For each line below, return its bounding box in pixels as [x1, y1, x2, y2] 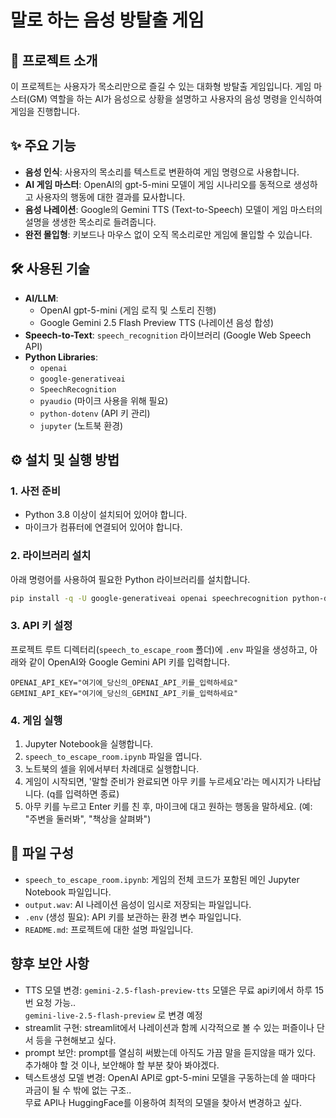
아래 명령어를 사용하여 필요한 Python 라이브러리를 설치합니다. [10, 573, 251, 585]
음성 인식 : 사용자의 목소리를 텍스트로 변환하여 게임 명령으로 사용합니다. [24, 166, 300, 178]
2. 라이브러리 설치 [10, 549, 92, 563]
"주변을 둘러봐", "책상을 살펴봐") [24, 813, 152, 825]
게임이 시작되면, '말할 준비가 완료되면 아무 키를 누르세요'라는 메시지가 [24, 776, 295, 788]
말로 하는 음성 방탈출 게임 [10, 9, 205, 32]
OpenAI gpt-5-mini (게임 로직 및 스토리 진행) [39, 304, 217, 316]
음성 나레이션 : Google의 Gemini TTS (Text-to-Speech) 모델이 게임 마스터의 [24, 203, 323, 215]
